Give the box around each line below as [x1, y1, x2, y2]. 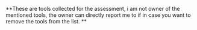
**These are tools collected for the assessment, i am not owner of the [5, 5, 180, 12]
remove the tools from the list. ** [5, 18, 87, 25]
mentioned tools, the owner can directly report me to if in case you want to [5, 11, 191, 19]
